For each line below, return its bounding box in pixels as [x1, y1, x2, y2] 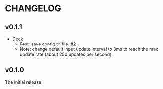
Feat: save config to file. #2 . [19, 41, 77, 47]
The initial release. [5, 79, 43, 85]
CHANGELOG [5, 3, 61, 14]
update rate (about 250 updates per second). [19, 51, 113, 57]
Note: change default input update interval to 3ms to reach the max [19, 46, 158, 52]
